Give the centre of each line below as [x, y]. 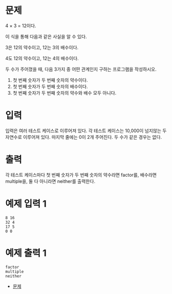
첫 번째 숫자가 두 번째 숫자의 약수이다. [50, 80]
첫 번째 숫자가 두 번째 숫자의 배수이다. [50, 86]
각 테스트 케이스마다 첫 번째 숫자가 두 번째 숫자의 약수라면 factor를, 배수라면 [81, 175]
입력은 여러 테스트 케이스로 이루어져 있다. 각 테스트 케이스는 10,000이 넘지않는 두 [86, 131]
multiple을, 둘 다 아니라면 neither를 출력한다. [50, 181]
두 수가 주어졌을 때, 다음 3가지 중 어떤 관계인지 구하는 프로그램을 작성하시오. [81, 69]
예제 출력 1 [26, 253]
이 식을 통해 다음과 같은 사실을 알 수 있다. [46, 36]
